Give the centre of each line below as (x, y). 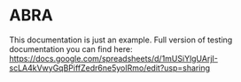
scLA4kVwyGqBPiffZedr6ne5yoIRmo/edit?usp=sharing (110, 68)
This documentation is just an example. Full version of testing (121, 40)
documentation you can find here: (71, 48)
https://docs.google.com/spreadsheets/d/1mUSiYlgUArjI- (114, 58)
